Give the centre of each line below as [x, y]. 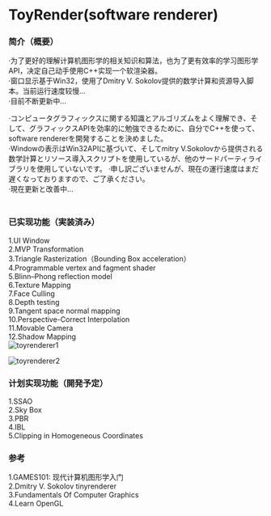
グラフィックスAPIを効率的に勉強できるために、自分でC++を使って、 [144, 129]
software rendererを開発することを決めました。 [88, 138]
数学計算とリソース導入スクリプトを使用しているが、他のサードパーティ [128, 159]
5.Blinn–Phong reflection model [61, 276]
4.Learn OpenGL [36, 504]
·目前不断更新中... [38, 101]
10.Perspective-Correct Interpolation [69, 319]
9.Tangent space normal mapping [64, 311]
